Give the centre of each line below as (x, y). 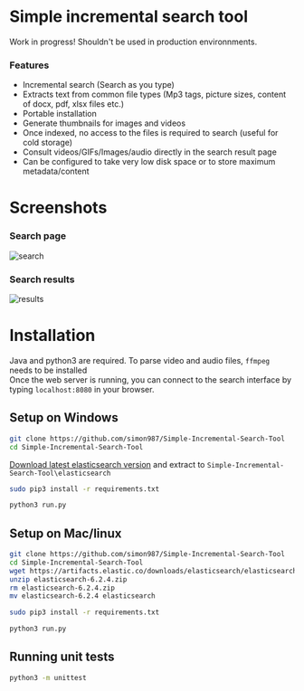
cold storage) (47, 143)
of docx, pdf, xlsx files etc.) (73, 104)
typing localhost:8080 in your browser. (82, 389)
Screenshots (58, 208)
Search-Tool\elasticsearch (60, 473)
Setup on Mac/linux (66, 533)
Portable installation (59, 114)
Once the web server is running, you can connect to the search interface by (151, 379)
